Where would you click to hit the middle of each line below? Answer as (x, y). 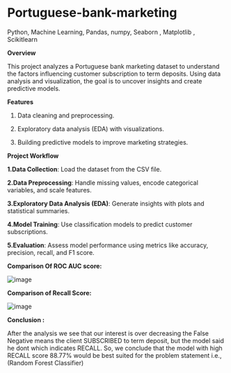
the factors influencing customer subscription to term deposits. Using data (114, 74)
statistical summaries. (38, 210)
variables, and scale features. (49, 190)
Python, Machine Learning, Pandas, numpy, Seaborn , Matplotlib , (101, 32)
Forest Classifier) (59, 363)
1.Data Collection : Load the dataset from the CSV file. (85, 169)
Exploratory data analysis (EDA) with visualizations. (91, 129)
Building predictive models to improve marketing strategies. (103, 142)
